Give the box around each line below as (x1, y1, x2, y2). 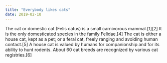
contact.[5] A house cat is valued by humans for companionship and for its (5, 41, 159, 47)
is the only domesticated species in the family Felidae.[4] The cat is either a (5, 31, 161, 37)
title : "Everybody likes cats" (5, 7, 71, 12)
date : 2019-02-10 (5, 12, 42, 17)
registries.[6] (5, 52, 32, 58)
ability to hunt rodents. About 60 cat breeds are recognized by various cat (5, 47, 158, 53)
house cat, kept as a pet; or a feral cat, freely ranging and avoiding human (5, 36, 158, 42)
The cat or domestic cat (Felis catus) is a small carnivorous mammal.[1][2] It (5, 25, 162, 31)
